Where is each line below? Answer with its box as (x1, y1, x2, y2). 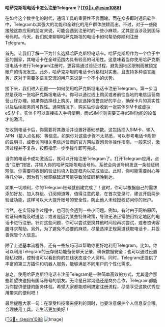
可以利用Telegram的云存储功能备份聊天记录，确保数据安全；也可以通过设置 (5, 249, 158, 254)
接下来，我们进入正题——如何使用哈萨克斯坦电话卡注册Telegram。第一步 (5, 86, 153, 91)
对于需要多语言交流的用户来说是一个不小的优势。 (18, 75, 117, 81)
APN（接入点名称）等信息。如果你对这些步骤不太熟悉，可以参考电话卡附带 (5, 133, 156, 138)
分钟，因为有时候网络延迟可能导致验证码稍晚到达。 (13, 174, 117, 180)
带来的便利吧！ (9, 290, 40, 295)
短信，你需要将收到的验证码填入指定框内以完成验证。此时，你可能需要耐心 (5, 168, 156, 174)
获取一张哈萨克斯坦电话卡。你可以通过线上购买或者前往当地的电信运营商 (13, 92, 160, 98)
